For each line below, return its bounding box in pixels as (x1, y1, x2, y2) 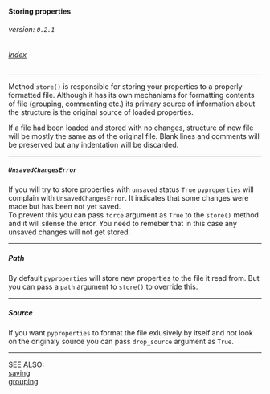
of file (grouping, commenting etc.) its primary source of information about (8, 99, 256, 108)
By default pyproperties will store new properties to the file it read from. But (8, 274, 260, 283)
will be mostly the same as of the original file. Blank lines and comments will (8, 132, 260, 141)
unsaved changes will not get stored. (8, 227, 131, 237)
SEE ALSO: (8, 359, 45, 369)
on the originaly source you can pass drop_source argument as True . (8, 337, 235, 347)
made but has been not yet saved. (8, 201, 121, 212)
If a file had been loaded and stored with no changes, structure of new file (8, 123, 254, 132)
